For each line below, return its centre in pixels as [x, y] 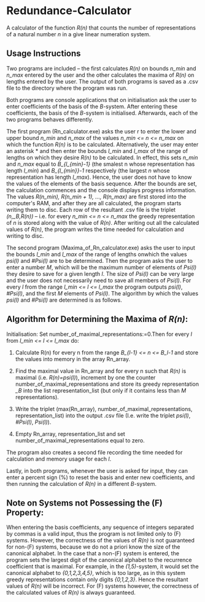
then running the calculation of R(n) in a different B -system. [81, 483]
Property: [25, 513]
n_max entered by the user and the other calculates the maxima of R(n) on [100, 75]
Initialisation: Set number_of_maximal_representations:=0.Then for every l [99, 334]
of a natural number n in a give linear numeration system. [79, 34]
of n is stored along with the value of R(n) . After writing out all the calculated [103, 222]
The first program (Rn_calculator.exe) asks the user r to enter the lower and [101, 131]
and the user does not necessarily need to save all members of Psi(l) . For [99, 280]
